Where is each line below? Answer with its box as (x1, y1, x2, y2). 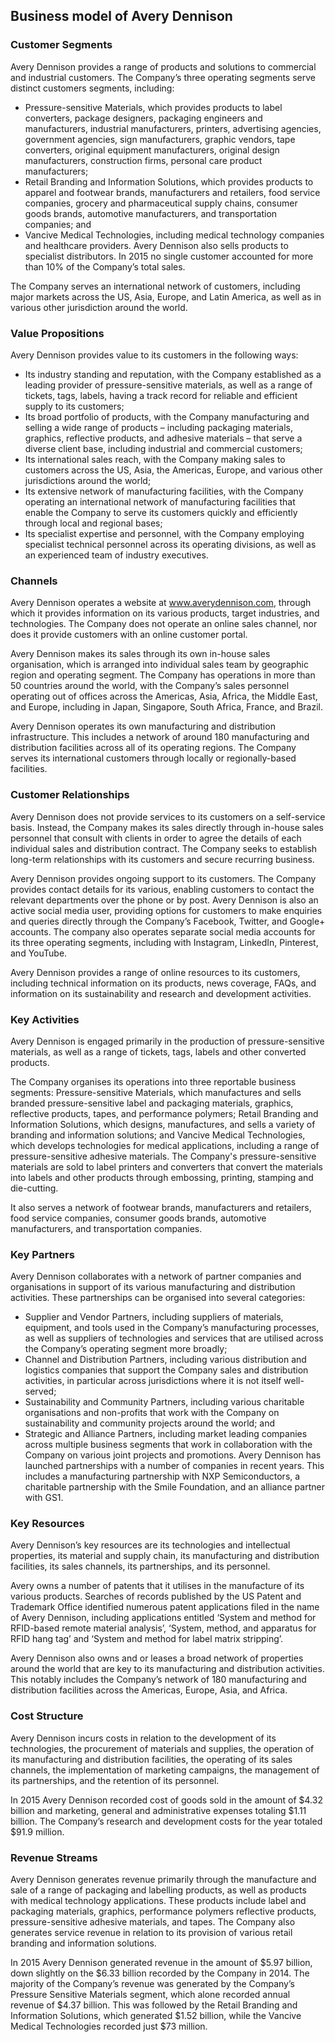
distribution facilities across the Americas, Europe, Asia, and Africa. (10, 1684, 288, 1696)
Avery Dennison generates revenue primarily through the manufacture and (10, 1874, 317, 1886)
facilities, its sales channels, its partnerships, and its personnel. (10, 1560, 271, 1573)
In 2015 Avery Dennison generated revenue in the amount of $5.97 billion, (10, 1957, 313, 1969)
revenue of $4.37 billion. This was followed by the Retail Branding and (10, 1999, 298, 2011)
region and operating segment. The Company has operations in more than (10, 669, 316, 681)
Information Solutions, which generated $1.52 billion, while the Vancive (10, 2010, 302, 2022)
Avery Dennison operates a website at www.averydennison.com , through (10, 597, 312, 609)
